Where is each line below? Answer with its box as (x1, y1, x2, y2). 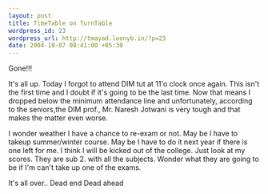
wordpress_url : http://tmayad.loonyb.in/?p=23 (8, 34, 166, 42)
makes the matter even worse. (8, 113, 108, 123)
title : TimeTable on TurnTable (8, 19, 113, 27)
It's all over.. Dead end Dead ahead (8, 178, 124, 188)
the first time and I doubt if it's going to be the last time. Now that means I (8, 87, 250, 97)
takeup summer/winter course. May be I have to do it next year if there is (8, 137, 248, 147)
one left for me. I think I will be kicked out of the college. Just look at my (8, 146, 246, 156)
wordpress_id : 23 (8, 26, 66, 34)
